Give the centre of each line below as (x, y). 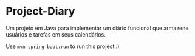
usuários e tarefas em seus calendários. (56, 34)
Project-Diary (40, 11)
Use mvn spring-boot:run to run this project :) (63, 46)
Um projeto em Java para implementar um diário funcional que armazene (97, 28)
